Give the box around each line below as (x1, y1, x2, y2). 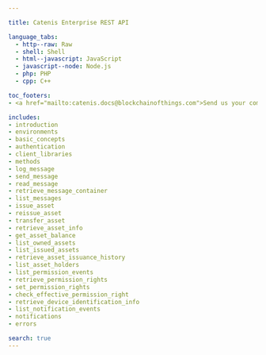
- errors (8, 320, 37, 328)
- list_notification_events (8, 305, 101, 314)
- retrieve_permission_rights (8, 276, 108, 284)
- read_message (8, 179, 59, 187)
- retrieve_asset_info (8, 224, 83, 232)
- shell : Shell (15, 48, 66, 56)
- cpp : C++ (15, 77, 51, 85)
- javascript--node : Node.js (15, 63, 112, 71)
